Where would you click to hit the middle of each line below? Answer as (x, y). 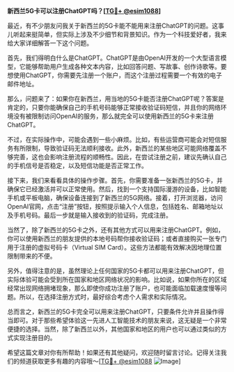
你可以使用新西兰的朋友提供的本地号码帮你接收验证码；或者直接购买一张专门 (117, 238)
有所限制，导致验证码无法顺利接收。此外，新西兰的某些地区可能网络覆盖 (117, 148)
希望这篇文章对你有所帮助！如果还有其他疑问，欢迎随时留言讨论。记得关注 (114, 353)
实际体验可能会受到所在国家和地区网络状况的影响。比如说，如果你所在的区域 (117, 280)
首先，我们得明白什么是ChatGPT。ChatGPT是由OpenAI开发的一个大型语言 (114, 58)
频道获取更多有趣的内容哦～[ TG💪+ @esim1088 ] (100, 361)
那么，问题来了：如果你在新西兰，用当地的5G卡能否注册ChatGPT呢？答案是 (116, 99)
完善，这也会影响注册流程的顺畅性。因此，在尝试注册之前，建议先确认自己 (120, 157)
